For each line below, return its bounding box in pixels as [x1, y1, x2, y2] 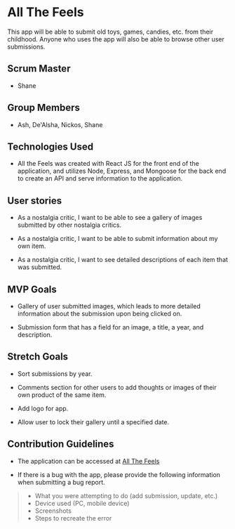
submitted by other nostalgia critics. [17, 221, 122, 229]
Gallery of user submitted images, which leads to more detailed [17, 302, 201, 310]
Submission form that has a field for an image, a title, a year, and [17, 323, 204, 331]
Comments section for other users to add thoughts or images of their [17, 383, 217, 391]
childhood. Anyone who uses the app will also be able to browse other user [7, 34, 224, 43]
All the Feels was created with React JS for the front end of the [17, 159, 200, 168]
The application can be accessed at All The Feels [17, 457, 160, 465]
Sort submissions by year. [17, 370, 93, 378]
